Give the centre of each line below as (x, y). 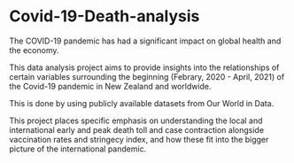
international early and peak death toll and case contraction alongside (136, 129)
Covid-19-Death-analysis (104, 16)
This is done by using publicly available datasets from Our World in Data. (142, 103)
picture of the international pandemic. (78, 149)
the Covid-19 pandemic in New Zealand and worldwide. (110, 86)
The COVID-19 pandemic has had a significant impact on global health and (145, 41)
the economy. (34, 50)
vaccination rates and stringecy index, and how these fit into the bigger (139, 139)
